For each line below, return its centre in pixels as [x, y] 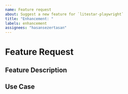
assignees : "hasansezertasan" [36, 28]
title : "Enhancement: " [29, 19]
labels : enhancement [26, 23]
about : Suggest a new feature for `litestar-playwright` [64, 14]
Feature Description [36, 70]
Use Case [20, 87]
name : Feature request [28, 10]
